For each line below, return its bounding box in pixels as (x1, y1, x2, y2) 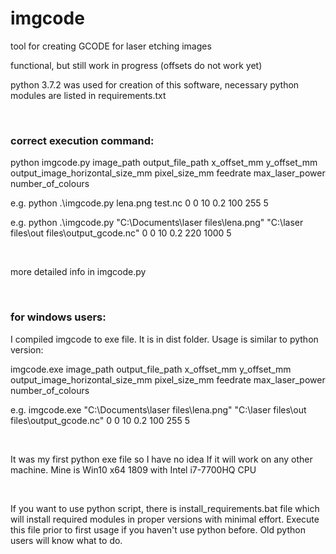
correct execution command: (10, 133, 155, 147)
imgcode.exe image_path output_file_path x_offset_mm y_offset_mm (10, 363, 292, 375)
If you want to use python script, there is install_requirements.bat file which (10, 502, 320, 514)
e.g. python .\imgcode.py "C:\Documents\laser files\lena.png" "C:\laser (10, 217, 304, 229)
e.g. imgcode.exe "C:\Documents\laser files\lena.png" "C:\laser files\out (10, 403, 307, 416)
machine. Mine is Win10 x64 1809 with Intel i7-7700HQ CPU (10, 463, 257, 476)
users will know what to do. (10, 534, 123, 546)
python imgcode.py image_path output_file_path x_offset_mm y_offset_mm (10, 157, 318, 169)
